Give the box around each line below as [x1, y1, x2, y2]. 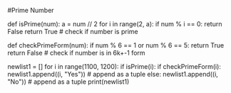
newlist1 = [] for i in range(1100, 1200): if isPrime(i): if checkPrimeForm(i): [7, 62, 221, 70]
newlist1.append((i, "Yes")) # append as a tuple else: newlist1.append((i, [7, 70, 219, 78]
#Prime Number [7, 6, 55, 14]
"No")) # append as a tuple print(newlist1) [7, 77, 130, 86]
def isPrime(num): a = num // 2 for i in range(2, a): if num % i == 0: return [7, 20, 222, 28]
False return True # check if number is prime [7, 28, 138, 35]
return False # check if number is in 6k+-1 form [7, 49, 145, 57]
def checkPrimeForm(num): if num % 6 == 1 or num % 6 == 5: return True [7, 41, 225, 49]
